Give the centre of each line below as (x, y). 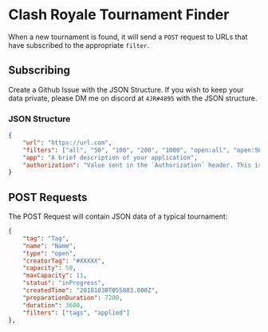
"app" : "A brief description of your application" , (110, 157)
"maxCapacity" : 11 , (55, 276)
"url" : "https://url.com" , (67, 142)
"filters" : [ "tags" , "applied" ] (76, 313)
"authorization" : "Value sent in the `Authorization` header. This (137, 165)
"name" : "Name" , (50, 246)
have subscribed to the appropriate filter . (79, 45)
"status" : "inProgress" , (64, 283)
